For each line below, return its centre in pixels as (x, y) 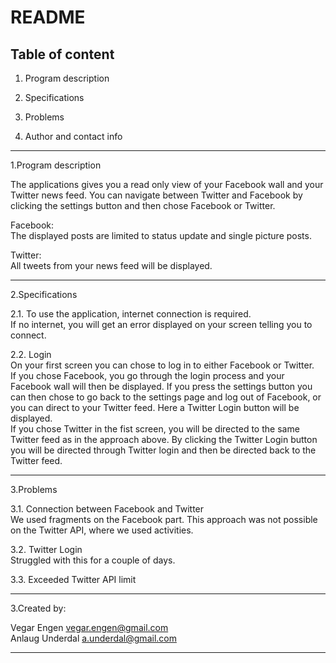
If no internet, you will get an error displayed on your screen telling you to (161, 324)
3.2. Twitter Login (46, 549)
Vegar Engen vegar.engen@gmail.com (89, 627)
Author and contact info (73, 136)
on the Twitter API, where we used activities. (102, 530)
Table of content (62, 54)
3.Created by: (38, 608)
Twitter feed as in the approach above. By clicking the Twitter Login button (164, 439)
